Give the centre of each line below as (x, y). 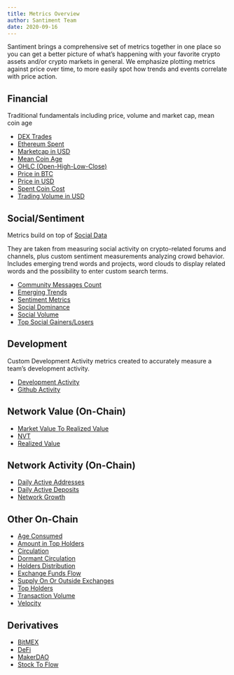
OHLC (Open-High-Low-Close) (62, 166)
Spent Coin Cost (41, 189)
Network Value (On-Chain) (67, 412)
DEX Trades (35, 137)
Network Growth (41, 497)
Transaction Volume (46, 596)
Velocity (29, 603)
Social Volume (38, 314)
